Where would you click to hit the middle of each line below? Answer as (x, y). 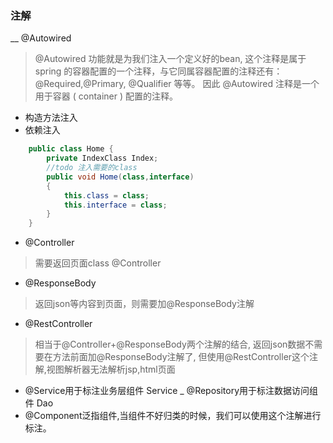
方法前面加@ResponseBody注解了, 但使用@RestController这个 (181, 357)
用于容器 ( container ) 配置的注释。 (106, 96)
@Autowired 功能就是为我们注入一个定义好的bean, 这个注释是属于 (170, 59)
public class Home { (71, 149)
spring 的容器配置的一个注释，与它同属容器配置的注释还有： (158, 71)
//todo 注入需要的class (92, 168)
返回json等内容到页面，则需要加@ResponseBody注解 (144, 304)
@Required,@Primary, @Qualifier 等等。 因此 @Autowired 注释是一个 (177, 84)
